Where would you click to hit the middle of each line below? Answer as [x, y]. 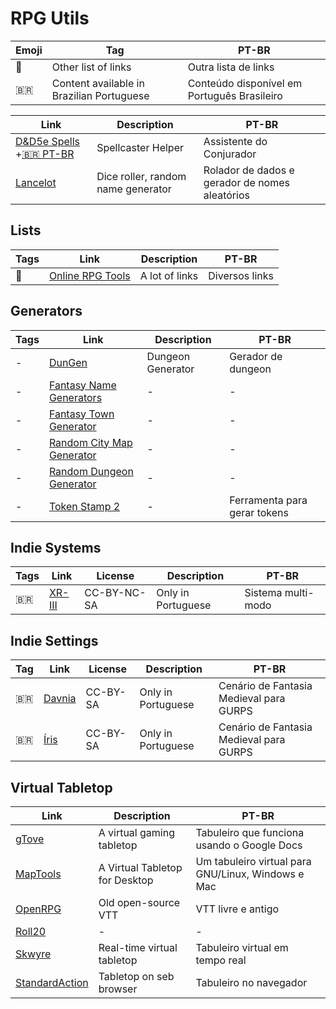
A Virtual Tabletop [140, 867]
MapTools [38, 874]
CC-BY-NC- [115, 593]
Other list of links [91, 67]
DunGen [68, 362]
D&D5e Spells [47, 141]
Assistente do [235, 141]
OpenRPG [38, 909]
